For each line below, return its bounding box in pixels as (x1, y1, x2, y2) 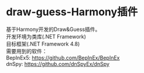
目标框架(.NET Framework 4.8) (6, 40, 80, 47)
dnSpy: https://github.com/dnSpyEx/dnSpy (6, 60, 110, 67)
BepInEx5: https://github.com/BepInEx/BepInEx (6, 54, 120, 61)
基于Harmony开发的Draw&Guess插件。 (6, 26, 101, 33)
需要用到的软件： (6, 47, 47, 54)
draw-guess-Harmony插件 (6, 5, 138, 19)
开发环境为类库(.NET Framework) (6, 33, 87, 40)
